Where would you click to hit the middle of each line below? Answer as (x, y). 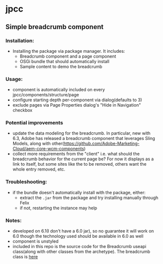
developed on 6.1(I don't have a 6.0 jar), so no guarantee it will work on (83, 231)
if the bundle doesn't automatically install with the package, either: (79, 192)
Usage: (14, 79)
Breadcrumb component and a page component (68, 56)
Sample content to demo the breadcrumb (61, 66)
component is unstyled (35, 241)
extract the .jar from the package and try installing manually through (89, 198)
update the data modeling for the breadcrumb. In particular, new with (81, 133)
